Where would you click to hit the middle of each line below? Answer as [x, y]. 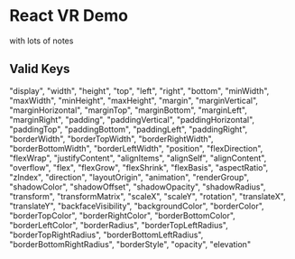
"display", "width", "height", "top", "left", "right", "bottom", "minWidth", [139, 90]
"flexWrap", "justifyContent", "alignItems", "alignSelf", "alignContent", [138, 158]
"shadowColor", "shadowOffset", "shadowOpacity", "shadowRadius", [138, 187]
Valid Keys [40, 69]
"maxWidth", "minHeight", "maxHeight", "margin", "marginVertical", [134, 100]
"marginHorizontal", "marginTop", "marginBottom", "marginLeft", [129, 110]
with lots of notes [41, 41]
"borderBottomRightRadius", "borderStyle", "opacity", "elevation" [130, 244]
